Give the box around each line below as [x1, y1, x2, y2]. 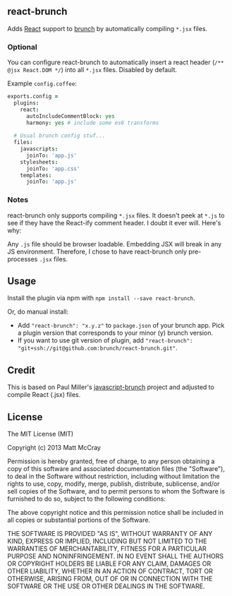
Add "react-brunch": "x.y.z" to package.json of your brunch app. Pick [17, 321, 225, 330]
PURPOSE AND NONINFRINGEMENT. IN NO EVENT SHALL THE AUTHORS [7, 552, 224, 561]
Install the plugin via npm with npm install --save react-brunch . [7, 294, 195, 302]
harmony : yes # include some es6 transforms [25, 119, 159, 126]
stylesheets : [20, 158, 59, 165]
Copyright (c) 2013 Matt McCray [7, 443, 101, 452]
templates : [20, 172, 52, 179]
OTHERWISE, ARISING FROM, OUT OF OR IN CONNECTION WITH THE [7, 575, 213, 583]
